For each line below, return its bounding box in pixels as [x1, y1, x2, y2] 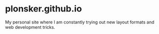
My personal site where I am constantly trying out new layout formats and [5, 19, 155, 25]
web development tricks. [5, 24, 56, 30]
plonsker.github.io [5, 3, 82, 14]
